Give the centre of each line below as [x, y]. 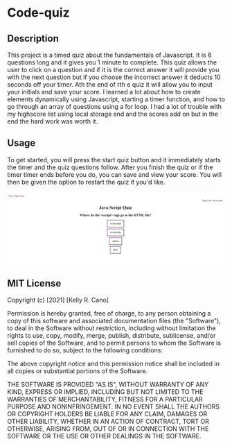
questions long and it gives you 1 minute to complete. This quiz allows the [112, 62]
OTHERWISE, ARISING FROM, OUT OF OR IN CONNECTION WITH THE [108, 429]
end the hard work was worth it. [53, 121]
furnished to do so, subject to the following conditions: [85, 350]
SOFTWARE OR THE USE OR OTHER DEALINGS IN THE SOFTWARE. [104, 436]
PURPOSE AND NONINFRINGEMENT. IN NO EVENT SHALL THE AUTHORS [114, 406]
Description [33, 38]
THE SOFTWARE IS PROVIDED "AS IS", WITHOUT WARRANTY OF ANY [108, 384]
